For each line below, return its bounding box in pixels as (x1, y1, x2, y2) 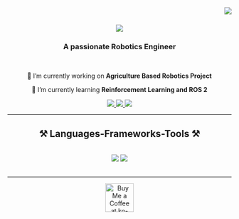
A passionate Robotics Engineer (63, 42, 176, 52)
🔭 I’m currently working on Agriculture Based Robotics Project (27, 71, 212, 81)
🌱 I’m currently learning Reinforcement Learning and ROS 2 (31, 86, 208, 94)
